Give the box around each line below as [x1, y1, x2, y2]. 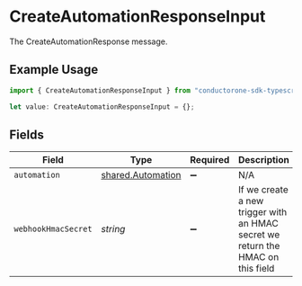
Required [190, 154, 230, 166]
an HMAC [237, 218, 279, 230]
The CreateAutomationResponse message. [9, 36, 168, 47]
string [101, 223, 126, 236]
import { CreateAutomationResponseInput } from [9, 85, 191, 95]
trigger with [237, 206, 288, 219]
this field [237, 263, 275, 275]
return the [237, 240, 280, 253]
